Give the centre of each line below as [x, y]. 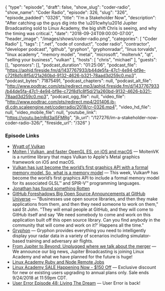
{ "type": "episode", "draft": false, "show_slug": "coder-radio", [68, 7]
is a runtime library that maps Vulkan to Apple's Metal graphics [76, 157]
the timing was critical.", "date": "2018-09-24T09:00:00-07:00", [70, 33]
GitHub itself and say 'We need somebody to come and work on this [82, 215]
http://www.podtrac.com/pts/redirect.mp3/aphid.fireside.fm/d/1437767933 [83, 86]
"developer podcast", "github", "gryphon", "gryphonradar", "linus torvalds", [81, 49]
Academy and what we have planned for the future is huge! [72, 257]
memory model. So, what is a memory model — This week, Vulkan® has [85, 173]
